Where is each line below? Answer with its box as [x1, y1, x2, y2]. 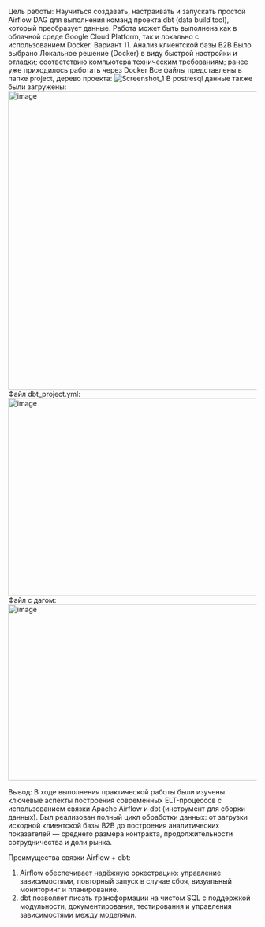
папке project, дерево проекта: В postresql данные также [8, 74, 253, 83]
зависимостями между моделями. [19, 910, 137, 919]
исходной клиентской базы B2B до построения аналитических [8, 820, 220, 830]
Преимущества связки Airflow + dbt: [8, 853, 132, 862]
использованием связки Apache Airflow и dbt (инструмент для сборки [8, 804, 246, 813]
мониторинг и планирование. [19, 885, 119, 894]
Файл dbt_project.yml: [8, 390, 81, 398]
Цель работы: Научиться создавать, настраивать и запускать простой [8, 7, 246, 16]
